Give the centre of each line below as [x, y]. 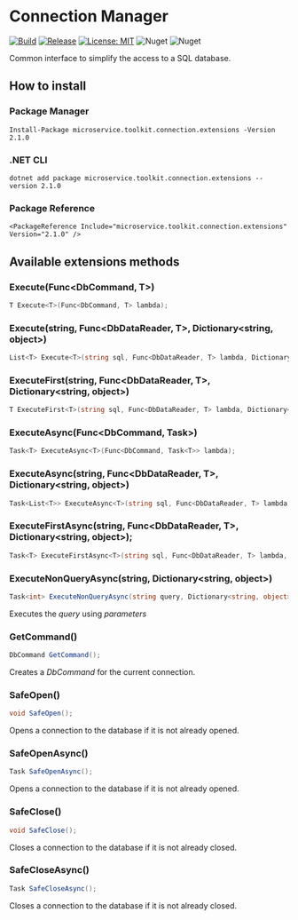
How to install [48, 86]
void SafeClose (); [43, 830]
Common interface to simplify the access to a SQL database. [120, 58]
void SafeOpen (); [41, 714]
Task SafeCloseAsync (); [53, 888]
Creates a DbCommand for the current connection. [102, 671]
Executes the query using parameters [78, 614]
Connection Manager [89, 16]
